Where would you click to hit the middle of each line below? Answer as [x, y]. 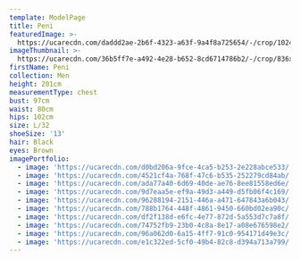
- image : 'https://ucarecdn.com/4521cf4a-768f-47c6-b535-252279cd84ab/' [155, 175]
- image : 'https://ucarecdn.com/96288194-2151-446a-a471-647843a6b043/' [155, 201]
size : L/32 [29, 126]
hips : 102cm [31, 117]
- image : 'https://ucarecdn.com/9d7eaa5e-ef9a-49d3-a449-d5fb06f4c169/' [155, 192]
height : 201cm [36, 84]
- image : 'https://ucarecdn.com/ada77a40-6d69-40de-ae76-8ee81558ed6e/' [155, 184]
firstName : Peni [39, 68]
